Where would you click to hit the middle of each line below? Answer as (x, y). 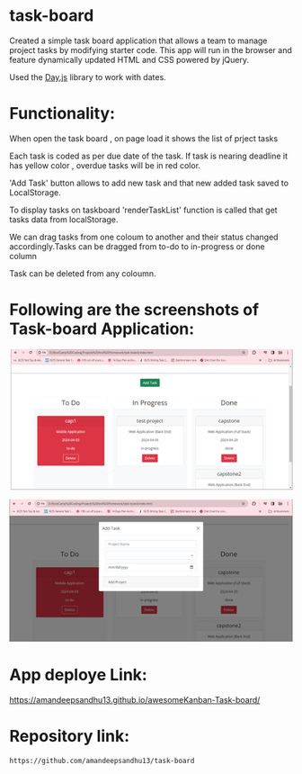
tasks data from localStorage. (64, 219)
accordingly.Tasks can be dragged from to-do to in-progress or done (137, 246)
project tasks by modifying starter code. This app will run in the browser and (151, 49)
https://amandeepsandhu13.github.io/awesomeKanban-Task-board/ (135, 699)
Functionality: (62, 114)
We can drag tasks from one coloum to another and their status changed (144, 237)
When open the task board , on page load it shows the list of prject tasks (144, 138)
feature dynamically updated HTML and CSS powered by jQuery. (129, 59)
